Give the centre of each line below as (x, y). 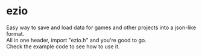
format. (15, 33)
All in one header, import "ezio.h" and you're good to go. (76, 40)
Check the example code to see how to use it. (63, 46)
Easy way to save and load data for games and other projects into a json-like (101, 27)
